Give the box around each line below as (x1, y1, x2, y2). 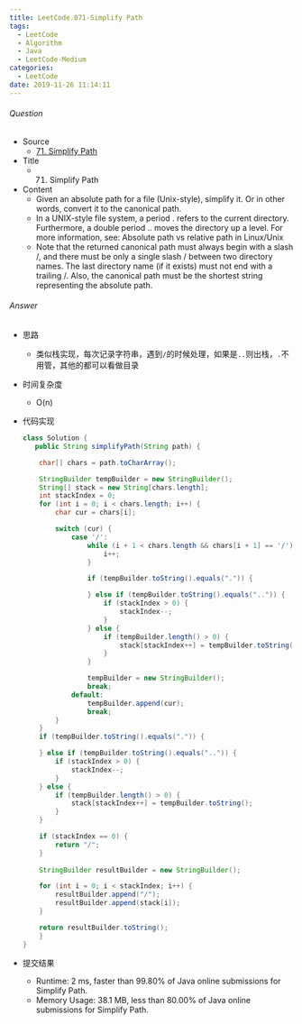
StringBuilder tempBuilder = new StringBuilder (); (39, 474, 233, 483)
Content (22, 184, 53, 195)
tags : (9, 22, 30, 31)
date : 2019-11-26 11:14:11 (9, 80, 111, 89)
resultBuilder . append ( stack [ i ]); (55, 899, 181, 908)
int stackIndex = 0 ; (39, 491, 116, 500)
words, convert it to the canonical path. (35, 203, 182, 214)
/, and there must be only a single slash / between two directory (35, 251, 273, 261)
